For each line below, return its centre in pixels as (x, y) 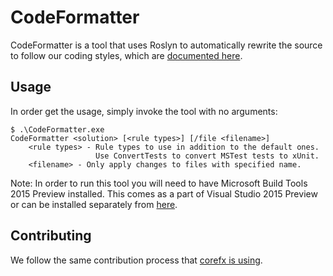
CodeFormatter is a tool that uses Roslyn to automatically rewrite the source (166, 45)
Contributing (51, 236)
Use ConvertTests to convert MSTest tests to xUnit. (207, 156)
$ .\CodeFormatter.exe (57, 129)
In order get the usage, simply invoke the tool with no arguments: (144, 111)
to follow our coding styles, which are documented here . (126, 55)
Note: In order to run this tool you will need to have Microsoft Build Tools (159, 183)
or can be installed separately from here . (94, 204)
